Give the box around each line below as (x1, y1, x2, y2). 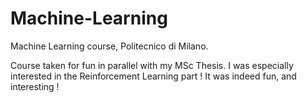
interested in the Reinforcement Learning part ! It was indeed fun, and (10, 70, 297, 82)
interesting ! (10, 80, 60, 92)
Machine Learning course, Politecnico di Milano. (10, 40, 209, 52)
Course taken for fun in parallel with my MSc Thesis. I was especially (10, 59, 294, 71)
